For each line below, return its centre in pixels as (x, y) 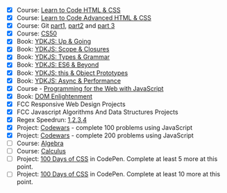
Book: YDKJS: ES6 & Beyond (58, 65)
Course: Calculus (41, 151)
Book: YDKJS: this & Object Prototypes (72, 73)
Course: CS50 (36, 33)
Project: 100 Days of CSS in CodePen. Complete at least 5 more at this (117, 159)
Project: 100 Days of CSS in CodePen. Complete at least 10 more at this (118, 174)
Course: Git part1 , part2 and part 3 (66, 26)
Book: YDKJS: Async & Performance (69, 81)
